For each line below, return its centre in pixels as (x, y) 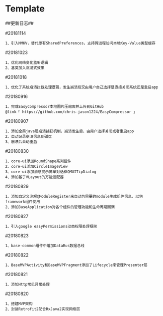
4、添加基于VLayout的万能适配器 (35, 177)
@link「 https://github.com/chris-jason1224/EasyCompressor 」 (71, 112)
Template (25, 9)
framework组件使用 (23, 202)
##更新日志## (19, 23)
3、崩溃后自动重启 (21, 142)
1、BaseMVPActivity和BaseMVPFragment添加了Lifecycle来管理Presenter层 (76, 265)
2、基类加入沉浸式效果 (25, 68)
